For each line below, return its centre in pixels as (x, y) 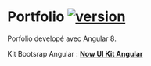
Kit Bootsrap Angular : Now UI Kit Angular (75, 53)
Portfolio (36, 17)
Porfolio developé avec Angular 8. (62, 38)
